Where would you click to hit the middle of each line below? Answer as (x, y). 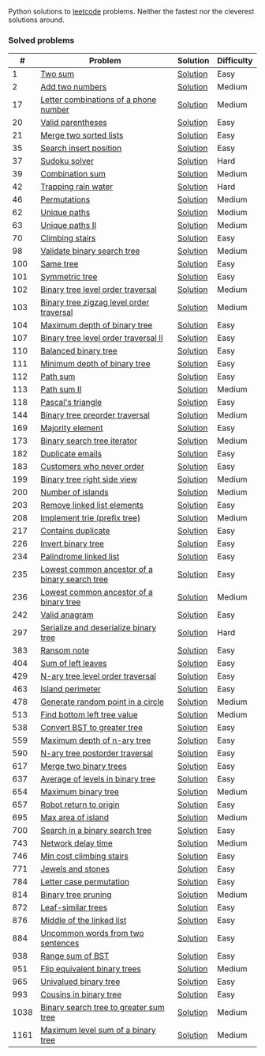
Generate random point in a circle (102, 702)
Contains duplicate (75, 531)
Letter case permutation (85, 882)
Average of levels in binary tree (98, 779)
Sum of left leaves (74, 664)
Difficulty (235, 61)
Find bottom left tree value (89, 715)
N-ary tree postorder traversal (97, 753)
